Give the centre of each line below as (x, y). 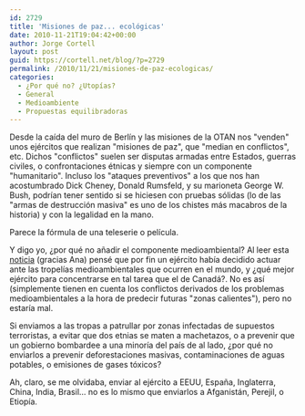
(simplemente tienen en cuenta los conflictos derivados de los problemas (147, 289)
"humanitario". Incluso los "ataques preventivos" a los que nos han (135, 176)
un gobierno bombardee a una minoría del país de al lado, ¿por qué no (141, 345)
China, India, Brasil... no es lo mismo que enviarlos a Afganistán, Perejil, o (147, 392)
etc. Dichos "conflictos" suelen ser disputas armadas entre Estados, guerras (153, 157)
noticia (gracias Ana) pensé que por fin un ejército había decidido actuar (145, 260)
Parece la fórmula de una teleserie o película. (94, 233)
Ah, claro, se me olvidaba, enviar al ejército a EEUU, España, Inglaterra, (142, 382)
